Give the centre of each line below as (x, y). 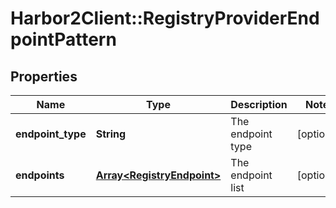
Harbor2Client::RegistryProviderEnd (165, 18)
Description (259, 104)
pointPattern (63, 39)
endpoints (40, 175)
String (111, 134)
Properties (44, 76)
